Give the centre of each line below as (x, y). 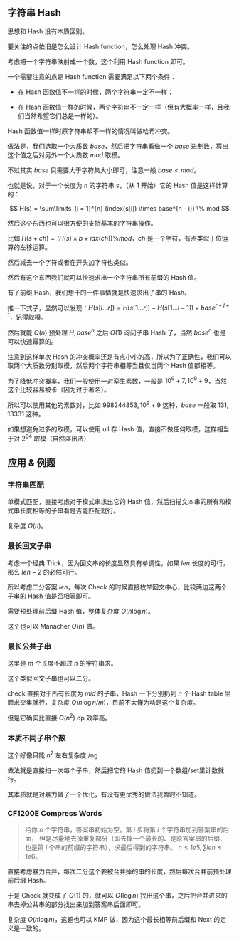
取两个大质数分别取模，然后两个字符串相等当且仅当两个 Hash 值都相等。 (113, 365)
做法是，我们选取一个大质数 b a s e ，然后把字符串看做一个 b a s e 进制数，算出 (118, 146)
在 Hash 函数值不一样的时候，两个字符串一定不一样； (96, 92)
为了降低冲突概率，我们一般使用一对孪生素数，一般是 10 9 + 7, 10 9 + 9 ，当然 (117, 380)
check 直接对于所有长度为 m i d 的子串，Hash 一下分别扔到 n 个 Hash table (115, 693)
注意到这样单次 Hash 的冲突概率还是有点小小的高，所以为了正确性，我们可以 (119, 356)
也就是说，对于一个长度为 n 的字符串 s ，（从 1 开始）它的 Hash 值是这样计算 (118, 185)
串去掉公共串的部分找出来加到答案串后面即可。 (76, 904)
